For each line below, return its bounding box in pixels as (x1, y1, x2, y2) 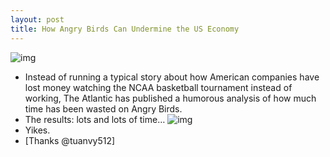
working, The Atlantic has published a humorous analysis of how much (24, 92, 317, 104)
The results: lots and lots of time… (24, 113, 166, 125)
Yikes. (24, 124, 51, 136)
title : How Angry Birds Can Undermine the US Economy (10, 24, 240, 34)
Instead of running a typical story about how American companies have (24, 71, 320, 83)
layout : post (10, 14, 65, 25)
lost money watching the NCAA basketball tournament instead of (24, 81, 293, 93)
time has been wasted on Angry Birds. (24, 102, 183, 115)
